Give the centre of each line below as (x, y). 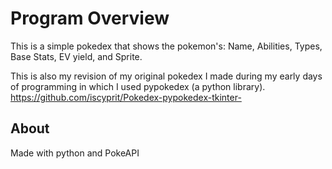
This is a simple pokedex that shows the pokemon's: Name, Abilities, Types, (166, 46)
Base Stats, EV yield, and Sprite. (76, 56)
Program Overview (90, 18)
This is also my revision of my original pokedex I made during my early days (166, 76)
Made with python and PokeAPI (75, 153)
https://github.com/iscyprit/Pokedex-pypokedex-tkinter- (126, 97)
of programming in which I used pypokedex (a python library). (138, 86)
